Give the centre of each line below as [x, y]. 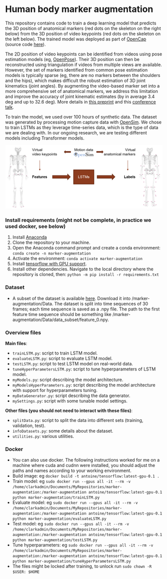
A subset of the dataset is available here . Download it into [72, 298]
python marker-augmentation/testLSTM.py [55, 540]
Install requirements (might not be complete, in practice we [78, 220]
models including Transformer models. [45, 138]
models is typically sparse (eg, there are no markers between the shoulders [83, 75]
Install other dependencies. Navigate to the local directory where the [83, 269]
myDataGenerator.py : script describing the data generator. [71, 395]
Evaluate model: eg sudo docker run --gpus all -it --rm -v [75, 502]
